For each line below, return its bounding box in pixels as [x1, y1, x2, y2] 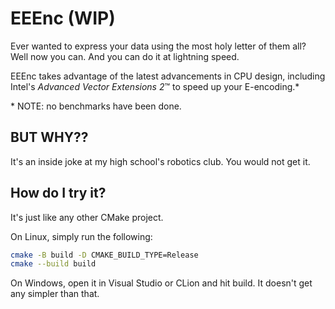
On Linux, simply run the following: [10, 230, 153, 242]
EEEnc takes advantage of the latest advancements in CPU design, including [10, 70, 326, 82]
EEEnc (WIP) [10, 7, 116, 30]
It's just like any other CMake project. [10, 211, 164, 223]
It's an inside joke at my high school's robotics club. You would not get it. [10, 155, 311, 167]
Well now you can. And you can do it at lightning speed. [10, 50, 240, 62]
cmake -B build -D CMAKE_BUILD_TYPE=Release [10, 250, 199, 260]
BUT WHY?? [10, 129, 89, 146]
